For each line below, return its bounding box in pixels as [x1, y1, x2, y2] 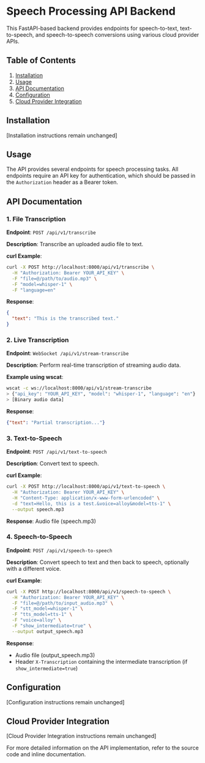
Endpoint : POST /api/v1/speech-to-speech [6, 546, 113, 554]
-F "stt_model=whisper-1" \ [12, 606, 84, 612]
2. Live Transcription [6, 336, 69, 344]
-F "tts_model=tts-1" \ [12, 611, 72, 618]
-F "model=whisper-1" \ [12, 281, 72, 287]
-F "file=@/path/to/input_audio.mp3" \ [12, 600, 114, 606]
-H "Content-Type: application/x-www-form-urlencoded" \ [12, 495, 160, 501]
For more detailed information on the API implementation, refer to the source [6, 744, 199, 751]
